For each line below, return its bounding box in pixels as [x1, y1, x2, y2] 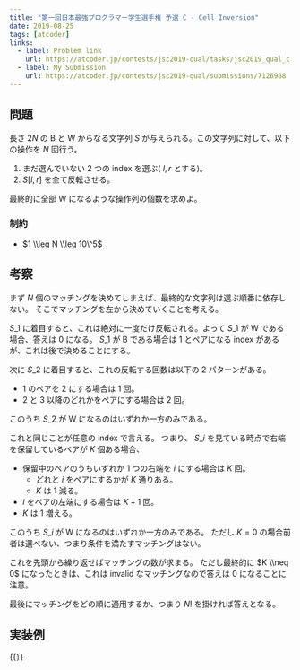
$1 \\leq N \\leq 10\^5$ [21, 239, 103, 249]
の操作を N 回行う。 [9, 144, 82, 154]
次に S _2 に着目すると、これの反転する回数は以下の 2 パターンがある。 [9, 364, 271, 375]
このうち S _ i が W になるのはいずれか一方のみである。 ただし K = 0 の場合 [9, 526, 284, 537]
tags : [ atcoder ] [9, 30, 70, 39]
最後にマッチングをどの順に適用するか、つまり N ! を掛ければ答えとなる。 [9, 598, 280, 609]
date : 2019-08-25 [9, 22, 74, 30]
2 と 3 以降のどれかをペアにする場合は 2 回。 [21, 394, 190, 405]
